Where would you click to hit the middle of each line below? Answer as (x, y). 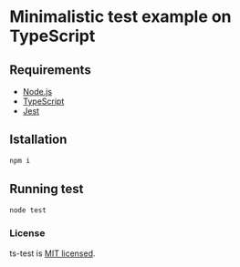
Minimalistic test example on (120, 17)
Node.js (37, 92)
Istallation (38, 140)
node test (28, 210)
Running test (47, 189)
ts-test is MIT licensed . (52, 253)
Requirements (50, 70)
